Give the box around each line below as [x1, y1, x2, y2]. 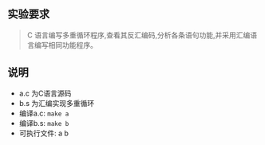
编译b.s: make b [18, 118, 69, 127]
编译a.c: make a [18, 108, 69, 118]
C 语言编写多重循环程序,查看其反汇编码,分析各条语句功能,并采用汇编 [26, 30, 251, 40]
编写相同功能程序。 [34, 40, 97, 49]
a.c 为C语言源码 [18, 88, 72, 98]
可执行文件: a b [18, 128, 69, 138]
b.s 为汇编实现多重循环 [18, 98, 95, 108]
